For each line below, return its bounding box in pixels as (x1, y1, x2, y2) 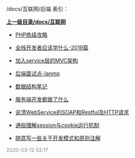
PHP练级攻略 (15, 31, 48, 38)
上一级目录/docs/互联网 (6, 18, 66, 26)
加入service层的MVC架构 (15, 57, 78, 64)
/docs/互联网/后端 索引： (6, 5, 69, 12)
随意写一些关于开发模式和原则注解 (15, 134, 101, 142)
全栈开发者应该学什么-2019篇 (15, 44, 89, 51)
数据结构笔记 (15, 83, 47, 90)
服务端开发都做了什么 (15, 96, 69, 103)
